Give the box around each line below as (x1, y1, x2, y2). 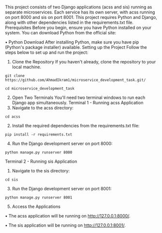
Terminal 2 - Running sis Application (5, 158, 77, 164)
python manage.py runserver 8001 (5, 195, 73, 200)
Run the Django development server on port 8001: (12, 186, 112, 191)
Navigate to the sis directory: (12, 168, 70, 173)
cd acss (5, 114, 21, 119)
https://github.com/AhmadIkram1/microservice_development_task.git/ (5, 78, 146, 82)
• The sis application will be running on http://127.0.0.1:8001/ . (5, 222, 126, 228)
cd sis (5, 177, 18, 182)
